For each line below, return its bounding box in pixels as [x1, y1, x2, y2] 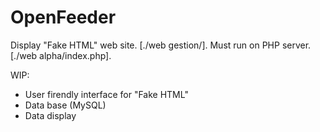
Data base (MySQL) [24, 99, 107, 111]
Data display [24, 109, 77, 121]
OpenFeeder [10, 6, 117, 29]
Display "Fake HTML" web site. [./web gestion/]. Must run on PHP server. [10, 39, 312, 51]
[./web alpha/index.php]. [10, 49, 112, 61]
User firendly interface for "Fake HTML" [24, 88, 189, 100]
